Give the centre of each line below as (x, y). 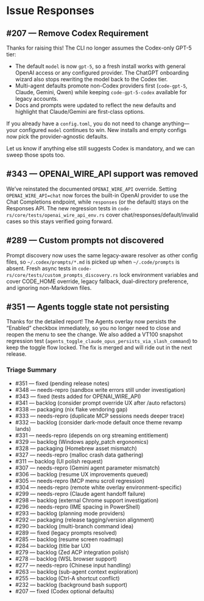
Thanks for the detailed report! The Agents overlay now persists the (91, 322)
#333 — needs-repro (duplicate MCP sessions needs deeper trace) (100, 416)
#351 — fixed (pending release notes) (62, 383)
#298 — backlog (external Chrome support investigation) (87, 500)
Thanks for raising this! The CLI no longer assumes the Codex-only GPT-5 (99, 48)
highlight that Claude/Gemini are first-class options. (80, 112)
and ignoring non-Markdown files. (49, 287)
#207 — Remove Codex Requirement (78, 33)
